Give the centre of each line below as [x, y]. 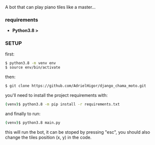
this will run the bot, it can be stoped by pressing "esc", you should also [77, 132]
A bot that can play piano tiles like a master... [50, 7]
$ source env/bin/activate [33, 68]
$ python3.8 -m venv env [31, 63]
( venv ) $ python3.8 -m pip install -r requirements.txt [62, 104]
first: [10, 54]
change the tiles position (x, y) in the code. [48, 137]
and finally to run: [23, 114]
